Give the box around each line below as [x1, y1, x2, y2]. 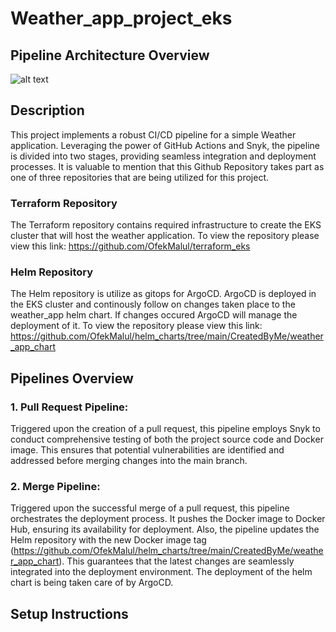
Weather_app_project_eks [10, 7, 233, 30]
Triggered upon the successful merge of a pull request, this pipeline [10, 502, 290, 514]
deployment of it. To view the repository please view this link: [10, 320, 263, 332]
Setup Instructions [10, 605, 129, 622]
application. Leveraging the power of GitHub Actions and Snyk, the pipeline [10, 139, 320, 151]
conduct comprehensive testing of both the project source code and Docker [10, 433, 324, 446]
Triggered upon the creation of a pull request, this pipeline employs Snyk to [10, 423, 321, 435]
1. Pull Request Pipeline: [10, 400, 129, 414]
